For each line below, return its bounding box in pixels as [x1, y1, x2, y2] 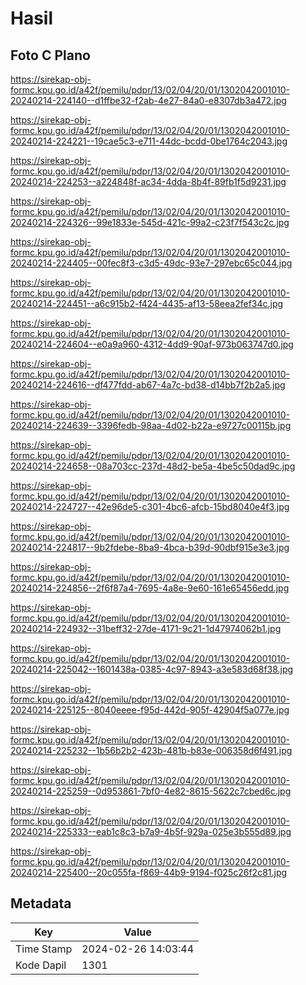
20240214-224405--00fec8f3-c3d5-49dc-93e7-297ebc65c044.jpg [10, 257, 293, 269]
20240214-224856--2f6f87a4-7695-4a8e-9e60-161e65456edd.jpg [10, 582, 290, 594]
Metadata [10, 895, 72, 912]
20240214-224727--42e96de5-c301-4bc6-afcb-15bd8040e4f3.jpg [10, 501, 290, 512]
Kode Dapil [15, 958, 67, 972]
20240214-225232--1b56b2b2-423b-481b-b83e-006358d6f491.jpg [10, 745, 293, 756]
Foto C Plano [10, 47, 91, 64]
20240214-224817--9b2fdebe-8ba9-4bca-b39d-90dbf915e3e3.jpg [10, 542, 290, 553]
